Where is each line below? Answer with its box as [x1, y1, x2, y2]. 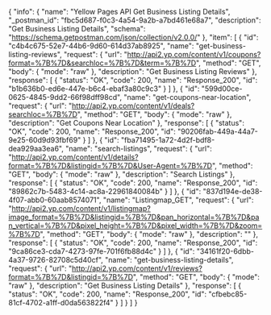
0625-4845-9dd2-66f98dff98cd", [8, 93, 123, 102]
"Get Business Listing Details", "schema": [8, 24, 146, 33]
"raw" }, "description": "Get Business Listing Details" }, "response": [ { [8, 281, 242, 290]
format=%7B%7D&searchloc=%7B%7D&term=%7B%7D [8, 58, 196, 68]
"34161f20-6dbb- [196, 247, 254, 256]
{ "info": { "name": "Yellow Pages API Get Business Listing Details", [8, 7, 231, 16]
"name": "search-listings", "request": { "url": [65, 144, 212, 153]
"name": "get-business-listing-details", [104, 255, 234, 264]
